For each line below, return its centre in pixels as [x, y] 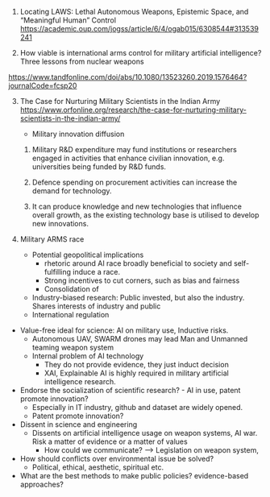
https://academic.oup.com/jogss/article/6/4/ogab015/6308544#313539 [139, 29]
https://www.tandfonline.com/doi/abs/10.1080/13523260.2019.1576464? [128, 77]
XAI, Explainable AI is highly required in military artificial [137, 373]
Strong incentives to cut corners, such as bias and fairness [142, 280]
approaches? [42, 484]
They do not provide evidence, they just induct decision [137, 364]
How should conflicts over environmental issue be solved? [117, 459]
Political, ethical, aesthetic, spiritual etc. [98, 467]
